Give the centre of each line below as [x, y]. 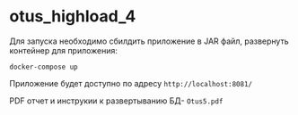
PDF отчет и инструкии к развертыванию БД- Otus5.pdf [116, 101]
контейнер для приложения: [64, 50]
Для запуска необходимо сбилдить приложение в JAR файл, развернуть [149, 41]
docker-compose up [44, 67]
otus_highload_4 [73, 16]
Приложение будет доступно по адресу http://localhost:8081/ [131, 83]
